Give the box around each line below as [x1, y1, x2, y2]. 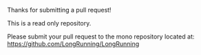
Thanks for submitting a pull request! [7, 6, 112, 14]
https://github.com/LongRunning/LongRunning [7, 40, 140, 47]
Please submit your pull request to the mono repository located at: [7, 32, 195, 41]
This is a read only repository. [7, 19, 92, 27]
